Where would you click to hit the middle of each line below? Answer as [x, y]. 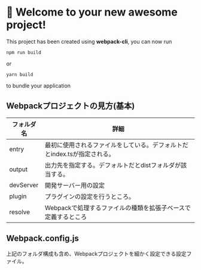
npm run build [24, 52]
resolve [20, 212]
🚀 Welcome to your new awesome [92, 12]
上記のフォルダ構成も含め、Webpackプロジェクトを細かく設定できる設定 [96, 253]
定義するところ [66, 217]
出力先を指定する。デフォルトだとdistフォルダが [113, 165]
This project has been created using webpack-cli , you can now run [89, 41]
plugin [18, 196]
